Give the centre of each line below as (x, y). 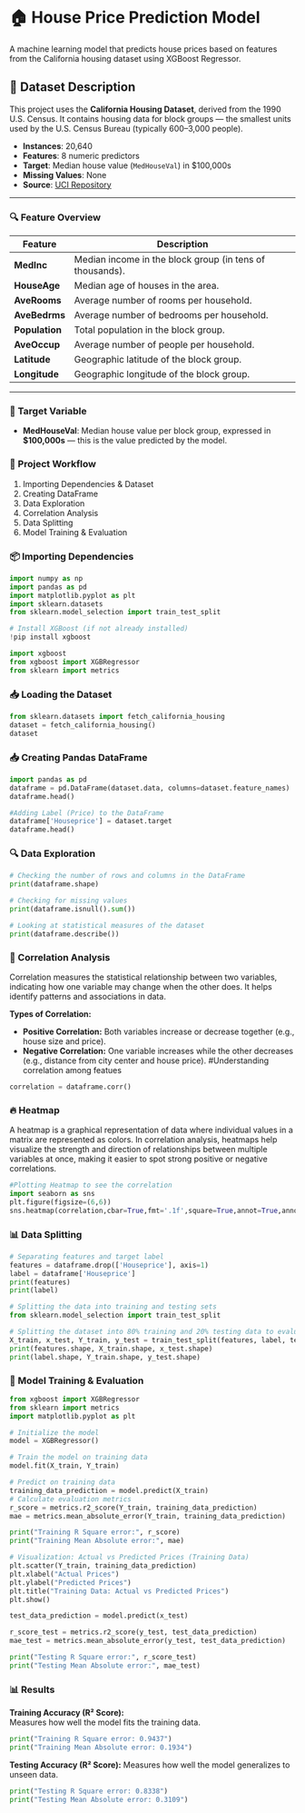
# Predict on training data (63, 1482)
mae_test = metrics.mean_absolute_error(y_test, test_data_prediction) (148, 1641)
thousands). (99, 271)
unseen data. (34, 1774)
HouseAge (37, 285)
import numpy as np (46, 578)
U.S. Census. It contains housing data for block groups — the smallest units (151, 118)
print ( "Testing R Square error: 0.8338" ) (89, 1791)
